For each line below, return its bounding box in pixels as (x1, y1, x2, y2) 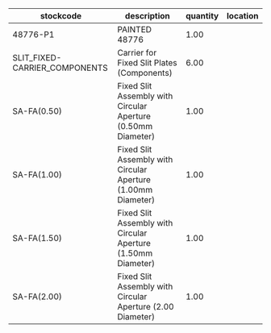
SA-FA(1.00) (12, 169, 63, 180)
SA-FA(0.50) (12, 106, 63, 116)
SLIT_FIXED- (12, 52, 62, 63)
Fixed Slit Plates (116, 57, 177, 68)
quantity (185, 10, 219, 21)
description (124, 10, 171, 21)
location (227, 10, 259, 21)
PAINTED (116, 24, 152, 35)
